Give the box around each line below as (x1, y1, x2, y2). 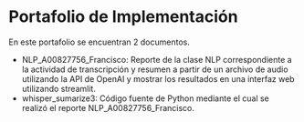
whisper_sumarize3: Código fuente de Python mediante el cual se (21, 93, 270, 104)
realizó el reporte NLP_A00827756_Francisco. (21, 102, 195, 113)
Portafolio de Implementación (8, 6, 238, 27)
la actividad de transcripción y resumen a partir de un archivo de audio (21, 64, 288, 75)
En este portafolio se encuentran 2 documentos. (8, 36, 191, 47)
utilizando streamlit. (21, 83, 97, 94)
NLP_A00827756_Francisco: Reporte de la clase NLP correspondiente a (21, 54, 293, 65)
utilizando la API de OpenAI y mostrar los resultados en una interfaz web (21, 73, 295, 84)
